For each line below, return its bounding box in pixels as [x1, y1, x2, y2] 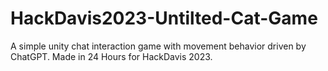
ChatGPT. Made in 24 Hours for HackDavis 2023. [10, 50, 213, 62]
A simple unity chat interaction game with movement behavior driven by [10, 40, 307, 52]
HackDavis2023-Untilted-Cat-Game [10, 7, 318, 30]
